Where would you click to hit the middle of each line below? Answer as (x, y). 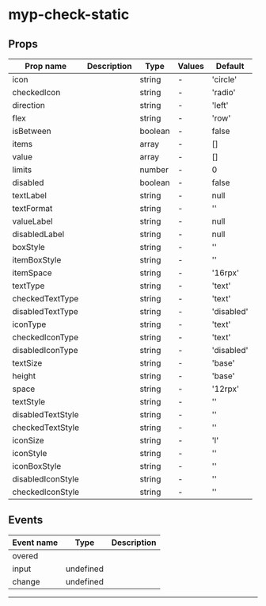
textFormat (32, 208)
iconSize (28, 440)
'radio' (224, 92)
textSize (27, 363)
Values (191, 66)
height (24, 376)
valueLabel (32, 221)
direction (29, 105)
